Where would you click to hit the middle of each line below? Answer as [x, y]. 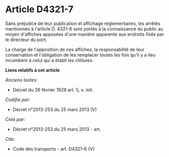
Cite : [10, 139]
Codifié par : [18, 100]
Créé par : [15, 119]
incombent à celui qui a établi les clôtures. [49, 60]
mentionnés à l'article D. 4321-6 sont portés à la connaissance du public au [84, 28]
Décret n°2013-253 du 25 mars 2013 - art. [57, 129]
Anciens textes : [22, 80]
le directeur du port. [26, 40]
